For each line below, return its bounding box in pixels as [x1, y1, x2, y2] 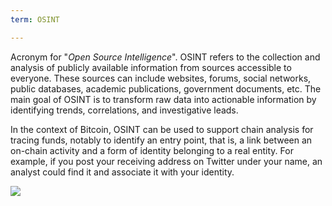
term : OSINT [10, 14, 60, 25]
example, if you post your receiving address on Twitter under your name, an [10, 155, 323, 167]
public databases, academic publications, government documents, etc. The [10, 82, 322, 95]
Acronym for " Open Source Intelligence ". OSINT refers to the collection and [10, 51, 321, 63]
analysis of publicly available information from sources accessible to [10, 61, 292, 73]
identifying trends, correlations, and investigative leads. [10, 104, 239, 116]
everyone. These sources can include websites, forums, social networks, [10, 72, 312, 84]
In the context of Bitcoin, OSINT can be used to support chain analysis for [10, 123, 314, 135]
